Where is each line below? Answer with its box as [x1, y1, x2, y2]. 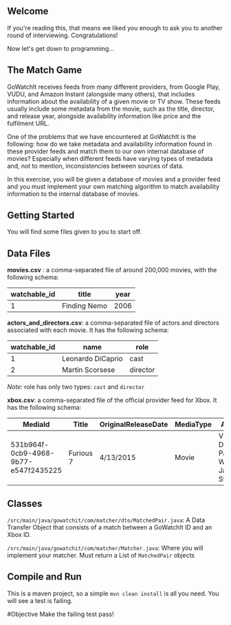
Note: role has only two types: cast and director [7, 383, 145, 391]
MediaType [174, 419, 212, 429]
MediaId [23, 419, 50, 429]
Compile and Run [7, 571, 82, 583]
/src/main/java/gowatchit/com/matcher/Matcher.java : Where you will [7, 544, 203, 552]
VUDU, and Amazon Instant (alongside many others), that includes [7, 89, 195, 98]
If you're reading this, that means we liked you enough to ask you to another [7, 23, 223, 32]
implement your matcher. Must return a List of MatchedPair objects [7, 551, 195, 560]
